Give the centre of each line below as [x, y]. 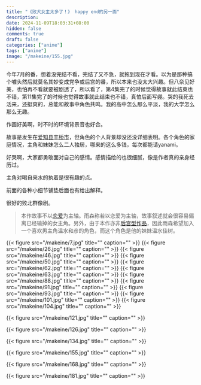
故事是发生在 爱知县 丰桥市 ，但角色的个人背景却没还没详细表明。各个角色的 [98, 137]
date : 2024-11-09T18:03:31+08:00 [48, 23]
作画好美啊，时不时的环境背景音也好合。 [56, 124]
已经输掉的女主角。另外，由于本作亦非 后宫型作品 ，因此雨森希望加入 [110, 223]
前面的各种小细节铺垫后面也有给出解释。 [56, 190]
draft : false [22, 40]
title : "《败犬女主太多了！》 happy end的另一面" [63, 12]
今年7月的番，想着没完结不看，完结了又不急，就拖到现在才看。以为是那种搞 [99, 74]
